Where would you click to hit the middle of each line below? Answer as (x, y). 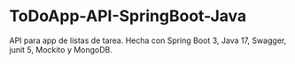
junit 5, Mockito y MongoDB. (61, 49)
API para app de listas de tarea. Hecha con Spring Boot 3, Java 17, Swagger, (148, 40)
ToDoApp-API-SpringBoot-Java (128, 16)
